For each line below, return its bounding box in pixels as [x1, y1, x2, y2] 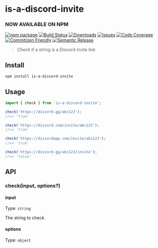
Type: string [5, 205, 31, 211]
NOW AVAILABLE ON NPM [5, 21, 68, 28]
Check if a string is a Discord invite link [17, 47, 96, 52]
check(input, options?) [5, 182, 61, 189]
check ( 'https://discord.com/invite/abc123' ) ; [5, 123, 99, 128]
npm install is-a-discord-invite [5, 74, 73, 79]
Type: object [5, 237, 31, 243]
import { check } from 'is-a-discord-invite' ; [5, 100, 102, 105]
